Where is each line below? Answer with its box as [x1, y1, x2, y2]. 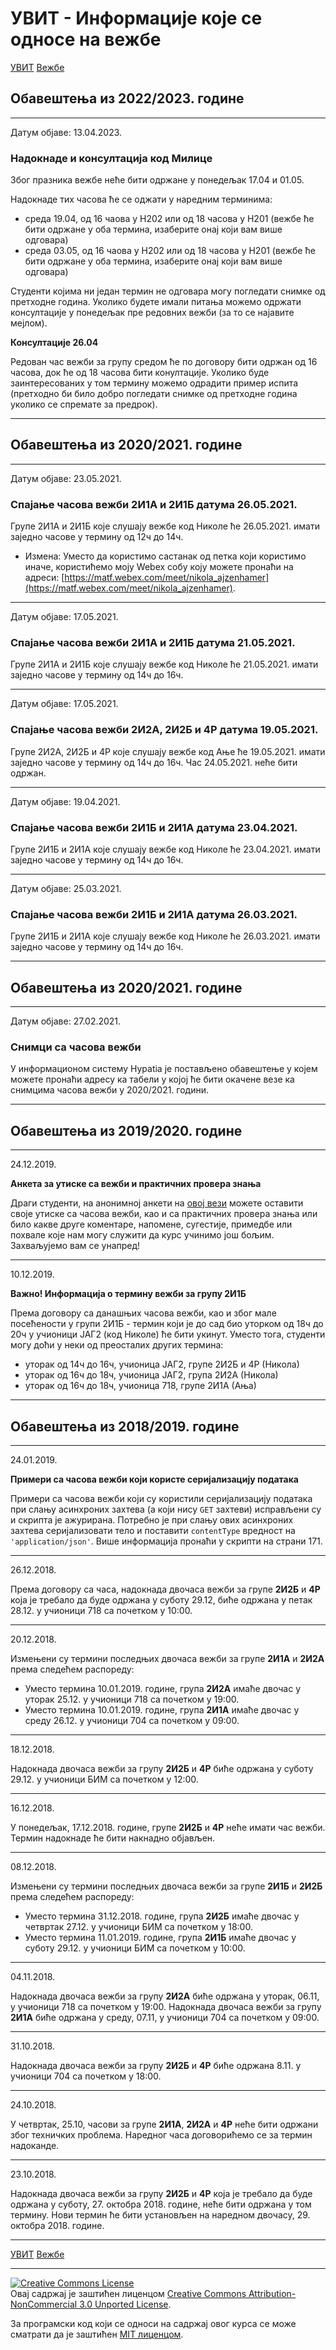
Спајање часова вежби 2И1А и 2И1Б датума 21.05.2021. [10, 636, 296, 650]
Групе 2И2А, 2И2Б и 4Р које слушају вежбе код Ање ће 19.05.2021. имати [10, 745, 326, 757]
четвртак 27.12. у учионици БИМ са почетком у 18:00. [24, 1921, 253, 1933]
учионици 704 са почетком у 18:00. [10, 2070, 162, 2082]
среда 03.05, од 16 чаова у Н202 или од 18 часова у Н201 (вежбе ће [24, 245, 316, 257]
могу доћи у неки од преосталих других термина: [10, 1339, 224, 1351]
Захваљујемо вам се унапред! [10, 1240, 141, 1252]
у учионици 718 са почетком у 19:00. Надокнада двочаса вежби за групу [10, 2001, 322, 2013]
